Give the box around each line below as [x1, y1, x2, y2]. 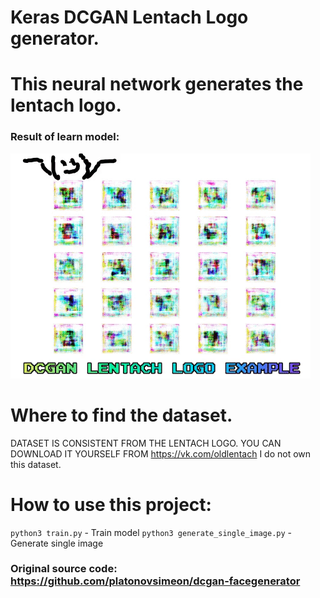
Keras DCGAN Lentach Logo [10, 6, 249, 29]
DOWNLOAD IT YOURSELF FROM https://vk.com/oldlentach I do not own [10, 447, 312, 460]
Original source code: [10, 562, 118, 576]
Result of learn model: [10, 130, 120, 144]
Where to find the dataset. [10, 404, 233, 426]
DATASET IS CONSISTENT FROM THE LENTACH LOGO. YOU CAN [10, 437, 282, 449]
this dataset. [10, 458, 62, 470]
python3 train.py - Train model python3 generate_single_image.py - [10, 526, 293, 538]
